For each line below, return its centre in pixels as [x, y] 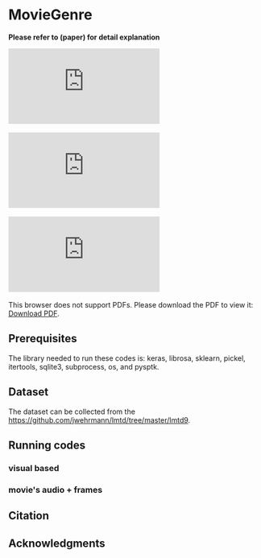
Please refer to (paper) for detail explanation [84, 37]
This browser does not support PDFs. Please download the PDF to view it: [131, 304]
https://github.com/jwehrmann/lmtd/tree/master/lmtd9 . [99, 420]
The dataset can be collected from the [72, 411]
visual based [34, 468]
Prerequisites [43, 339]
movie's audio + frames [56, 490]
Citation [29, 516]
